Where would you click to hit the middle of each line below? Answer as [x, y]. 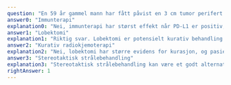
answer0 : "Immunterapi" [41, 20]
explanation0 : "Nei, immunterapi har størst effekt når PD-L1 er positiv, [117, 26]
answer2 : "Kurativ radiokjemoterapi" [61, 45]
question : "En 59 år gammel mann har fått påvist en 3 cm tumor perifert [115, 13]
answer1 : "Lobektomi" [38, 33]
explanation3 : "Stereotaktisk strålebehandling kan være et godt [102, 64]
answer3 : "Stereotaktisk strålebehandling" [70, 58]
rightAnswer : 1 [29, 71]
